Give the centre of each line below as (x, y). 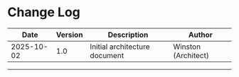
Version (69, 35)
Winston (187, 47)
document (107, 55)
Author (201, 35)
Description (128, 35)
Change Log (44, 12)
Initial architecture (120, 47)
